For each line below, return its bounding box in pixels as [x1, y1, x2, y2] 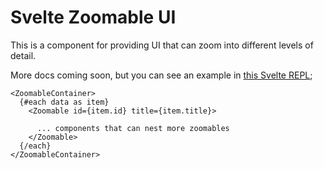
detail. [10, 49, 37, 61]
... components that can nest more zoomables [36, 123, 230, 133]
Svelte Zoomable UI [10, 6, 177, 29]
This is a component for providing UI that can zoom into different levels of [10, 39, 314, 51]
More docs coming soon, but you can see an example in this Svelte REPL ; [10, 69, 313, 81]
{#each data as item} [19, 97, 110, 107]
